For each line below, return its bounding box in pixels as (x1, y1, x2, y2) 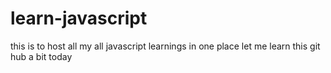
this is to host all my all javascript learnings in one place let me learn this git (10, 40, 321, 52)
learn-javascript (10, 7, 148, 30)
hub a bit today (10, 50, 73, 62)
